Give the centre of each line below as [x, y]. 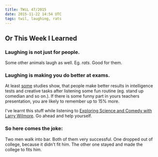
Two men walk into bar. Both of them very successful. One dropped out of [79, 139]
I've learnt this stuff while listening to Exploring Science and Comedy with [79, 111]
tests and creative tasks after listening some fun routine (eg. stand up [74, 91]
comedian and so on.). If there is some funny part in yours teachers [72, 96]
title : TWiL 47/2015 [26, 9]
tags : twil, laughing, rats [33, 18]
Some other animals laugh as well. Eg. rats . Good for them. [64, 63]
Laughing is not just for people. [42, 52]
